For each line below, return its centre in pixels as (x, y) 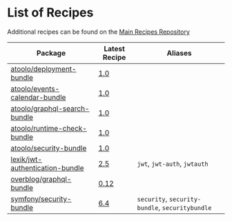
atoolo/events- (35, 89)
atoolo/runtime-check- (49, 128)
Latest (114, 48)
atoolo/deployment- (43, 69)
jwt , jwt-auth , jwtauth (173, 163)
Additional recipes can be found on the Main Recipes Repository (98, 32)
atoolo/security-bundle (49, 148)
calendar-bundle (38, 97)
